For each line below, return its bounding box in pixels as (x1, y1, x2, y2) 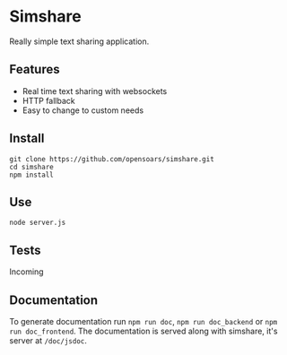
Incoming (9, 266, 44, 277)
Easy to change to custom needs (22, 105, 144, 116)
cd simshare (9, 162, 54, 171)
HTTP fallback (22, 95, 76, 106)
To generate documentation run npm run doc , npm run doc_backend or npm (9, 316, 278, 326)
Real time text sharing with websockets (22, 85, 168, 96)
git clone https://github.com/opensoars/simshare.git (9, 154, 215, 163)
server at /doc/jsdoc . (9, 335, 88, 346)
